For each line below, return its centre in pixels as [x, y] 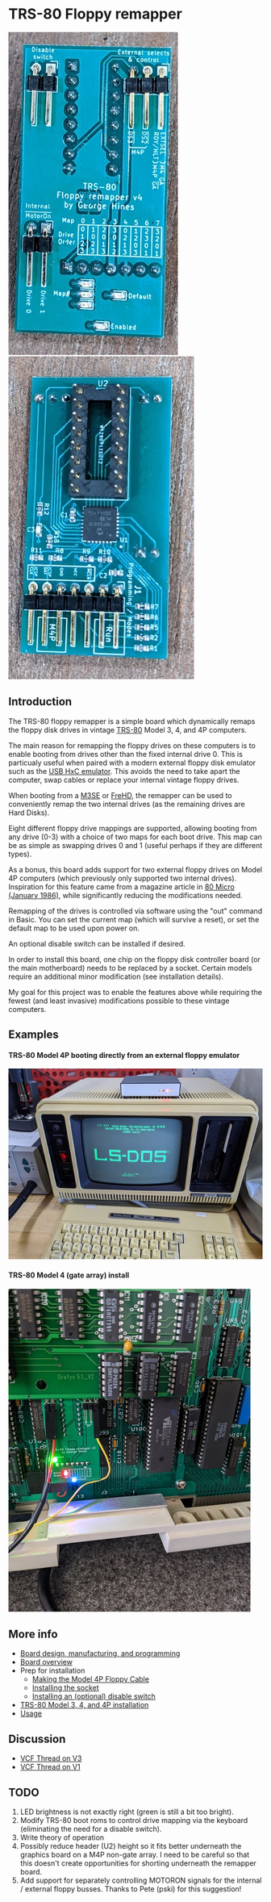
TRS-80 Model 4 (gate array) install [69, 1275]
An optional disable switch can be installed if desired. [97, 943]
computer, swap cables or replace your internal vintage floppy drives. [124, 780]
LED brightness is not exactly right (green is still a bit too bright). [127, 1812]
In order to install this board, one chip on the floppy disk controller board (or [134, 959]
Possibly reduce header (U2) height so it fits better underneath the [131, 1846]
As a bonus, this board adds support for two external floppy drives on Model [135, 869]
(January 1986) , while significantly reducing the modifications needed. [126, 895]
